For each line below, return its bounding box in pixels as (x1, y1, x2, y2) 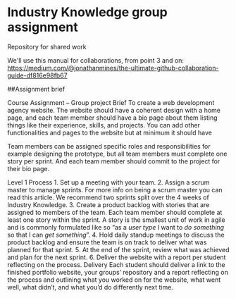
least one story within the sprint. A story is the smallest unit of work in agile (7, 216, 225, 224)
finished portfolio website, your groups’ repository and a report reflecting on (7, 268, 229, 276)
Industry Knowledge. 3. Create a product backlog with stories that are (7, 200, 210, 209)
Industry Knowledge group (7, 4, 168, 20)
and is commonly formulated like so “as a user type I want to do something (7, 223, 224, 231)
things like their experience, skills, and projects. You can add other (7, 120, 201, 129)
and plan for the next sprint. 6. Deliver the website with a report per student (7, 253, 226, 261)
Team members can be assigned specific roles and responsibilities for (7, 142, 211, 150)
